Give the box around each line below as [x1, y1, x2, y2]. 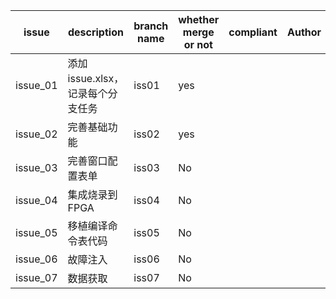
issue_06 [15, 252, 58, 266]
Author [286, 25, 322, 39]
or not [183, 38, 213, 51]
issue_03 [15, 161, 58, 174]
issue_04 [15, 194, 58, 207]
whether [178, 13, 220, 26]
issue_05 [15, 226, 58, 239]
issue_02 [15, 127, 58, 141]
